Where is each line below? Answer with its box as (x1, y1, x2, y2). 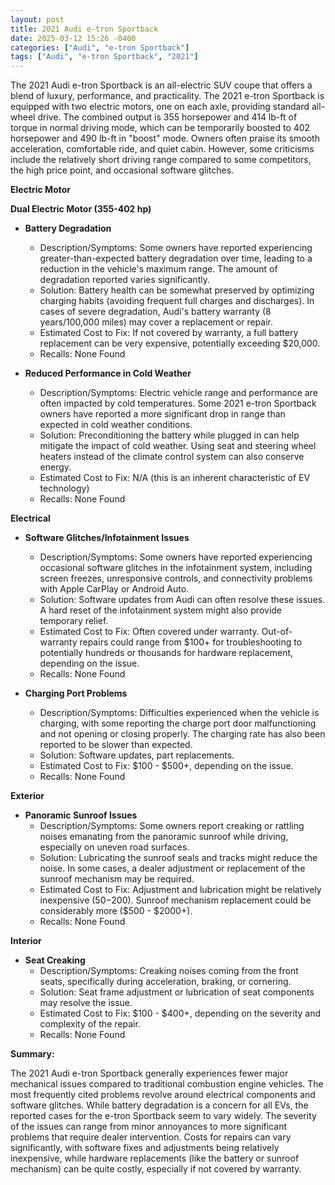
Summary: (10, 1048, 55, 1060)
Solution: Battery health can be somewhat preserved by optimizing (39, 284, 315, 296)
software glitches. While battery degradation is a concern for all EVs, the (10, 1099, 309, 1111)
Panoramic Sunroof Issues (24, 809, 138, 821)
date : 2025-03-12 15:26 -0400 (10, 33, 137, 43)
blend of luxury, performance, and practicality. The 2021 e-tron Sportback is (10, 90, 325, 102)
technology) (39, 482, 90, 495)
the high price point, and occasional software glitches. (10, 164, 235, 176)
